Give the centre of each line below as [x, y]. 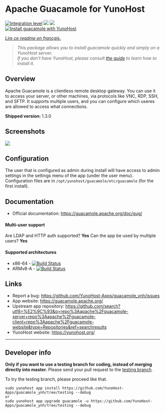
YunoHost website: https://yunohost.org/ [53, 332]
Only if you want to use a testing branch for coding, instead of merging [79, 364]
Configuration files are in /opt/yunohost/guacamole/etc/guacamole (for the [79, 181]
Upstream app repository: [38, 306]
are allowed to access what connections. [46, 106]
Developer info [28, 353]
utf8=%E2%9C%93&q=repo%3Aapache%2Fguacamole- [70, 311]
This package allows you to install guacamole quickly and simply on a [88, 47]
